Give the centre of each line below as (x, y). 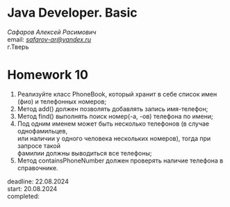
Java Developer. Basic (72, 13)
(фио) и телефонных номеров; (61, 101)
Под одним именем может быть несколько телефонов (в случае (113, 124)
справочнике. (38, 167)
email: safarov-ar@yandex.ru (49, 39)
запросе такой (39, 146)
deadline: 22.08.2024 (38, 181)
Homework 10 (48, 75)
